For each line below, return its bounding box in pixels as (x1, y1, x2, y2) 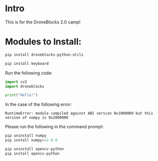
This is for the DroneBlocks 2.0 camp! (5, 19, 81, 25)
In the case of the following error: (5, 101, 72, 107)
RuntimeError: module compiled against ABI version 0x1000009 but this (5, 111, 153, 116)
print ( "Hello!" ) (5, 93, 38, 98)
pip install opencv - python (5, 151, 60, 156)
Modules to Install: (5, 36, 82, 47)
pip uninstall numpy (5, 133, 47, 138)
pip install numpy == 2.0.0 (5, 138, 57, 143)
